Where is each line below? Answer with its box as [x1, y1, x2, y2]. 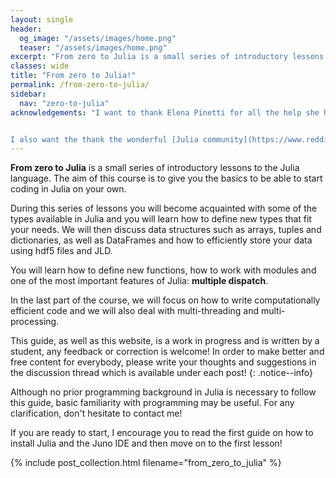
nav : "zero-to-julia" [19, 98, 110, 108]
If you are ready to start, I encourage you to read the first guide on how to [10, 427, 314, 439]
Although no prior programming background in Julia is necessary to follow [10, 386, 317, 398]
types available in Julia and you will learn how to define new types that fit [10, 213, 312, 225]
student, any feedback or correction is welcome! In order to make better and [10, 346, 325, 358]
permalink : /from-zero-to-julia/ [10, 80, 150, 90]
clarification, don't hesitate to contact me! [10, 407, 183, 420]
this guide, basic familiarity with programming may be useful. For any [10, 397, 295, 409]
